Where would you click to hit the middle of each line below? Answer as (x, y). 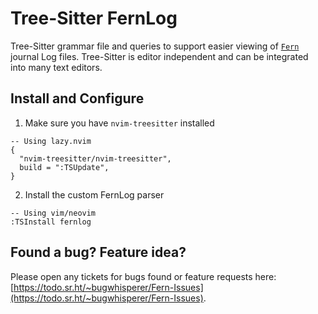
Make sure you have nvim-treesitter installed (119, 123)
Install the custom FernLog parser (94, 194)
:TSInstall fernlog (51, 222)
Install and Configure (77, 98)
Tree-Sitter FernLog (94, 18)
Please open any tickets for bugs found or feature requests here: (143, 276)
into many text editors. (56, 67)
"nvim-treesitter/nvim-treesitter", (95, 158)
